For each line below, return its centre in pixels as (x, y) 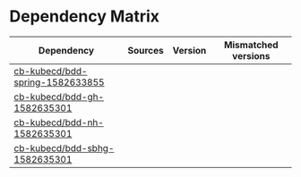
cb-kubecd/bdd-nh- (59, 122)
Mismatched (251, 45)
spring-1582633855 (59, 82)
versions (251, 55)
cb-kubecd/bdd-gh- (59, 97)
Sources (146, 50)
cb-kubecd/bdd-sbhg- (64, 147)
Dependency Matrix (84, 17)
